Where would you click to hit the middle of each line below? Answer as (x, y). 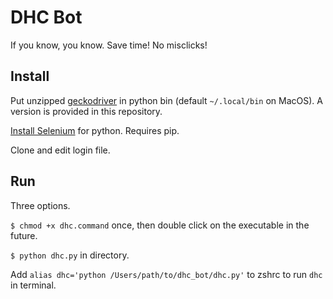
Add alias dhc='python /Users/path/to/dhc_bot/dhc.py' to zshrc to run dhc (166, 274)
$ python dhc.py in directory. (70, 255)
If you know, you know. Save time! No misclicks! (109, 45)
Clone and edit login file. (60, 150)
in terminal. (33, 285)
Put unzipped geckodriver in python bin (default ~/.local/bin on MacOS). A (166, 100)
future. (24, 235)
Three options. (40, 205)
